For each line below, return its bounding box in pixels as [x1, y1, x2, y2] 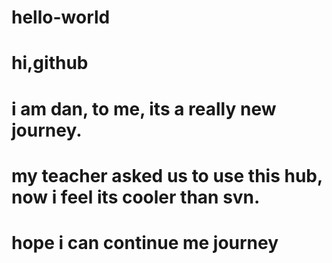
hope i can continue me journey [11, 231, 279, 254]
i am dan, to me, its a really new [11, 97, 277, 120]
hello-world [11, 6, 111, 29]
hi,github [11, 52, 89, 75]
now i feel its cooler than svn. [11, 186, 261, 208]
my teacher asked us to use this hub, [11, 164, 323, 187]
